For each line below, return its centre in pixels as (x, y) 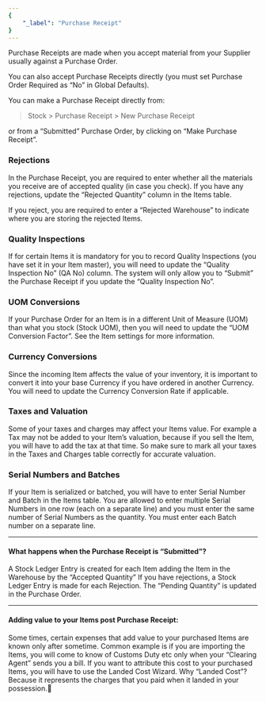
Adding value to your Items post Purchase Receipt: (93, 619)
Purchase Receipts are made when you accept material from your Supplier (129, 53)
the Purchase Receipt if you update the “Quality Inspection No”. (112, 281)
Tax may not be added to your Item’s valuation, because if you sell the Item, (131, 437)
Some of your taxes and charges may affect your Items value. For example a (133, 429)
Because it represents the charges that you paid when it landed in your (123, 680)
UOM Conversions (44, 302)
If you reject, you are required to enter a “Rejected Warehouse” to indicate (129, 210)
